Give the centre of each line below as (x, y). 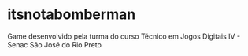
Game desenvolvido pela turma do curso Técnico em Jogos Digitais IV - (124, 36)
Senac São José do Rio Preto (54, 44)
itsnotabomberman (72, 15)
